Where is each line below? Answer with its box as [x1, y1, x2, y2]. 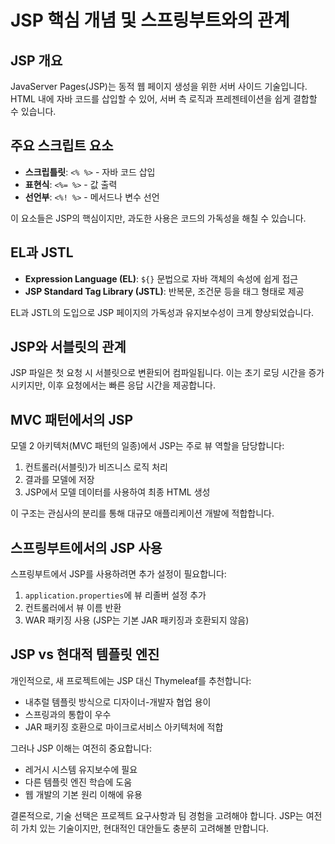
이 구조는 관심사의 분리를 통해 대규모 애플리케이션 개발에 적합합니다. [10, 507, 275, 520]
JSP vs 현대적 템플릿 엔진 [10, 646, 160, 663]
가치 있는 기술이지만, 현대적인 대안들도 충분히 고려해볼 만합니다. [20, 822, 270, 834]
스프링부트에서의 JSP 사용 [10, 539, 163, 556]
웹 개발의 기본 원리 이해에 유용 [24, 788, 143, 800]
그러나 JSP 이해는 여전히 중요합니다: [10, 742, 153, 754]
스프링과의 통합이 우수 [24, 708, 112, 720]
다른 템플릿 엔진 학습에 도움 [24, 776, 133, 788]
